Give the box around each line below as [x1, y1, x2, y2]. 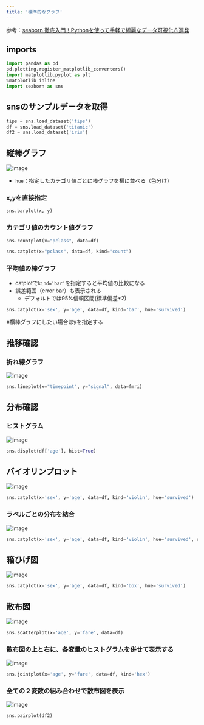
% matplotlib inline [6, 77, 56, 84]
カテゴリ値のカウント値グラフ [6, 224, 94, 232]
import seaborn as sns [6, 83, 64, 89]
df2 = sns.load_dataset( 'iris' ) [6, 129, 88, 136]
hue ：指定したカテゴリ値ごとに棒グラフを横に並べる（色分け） [15, 177, 173, 185]
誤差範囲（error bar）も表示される [15, 287, 101, 294]
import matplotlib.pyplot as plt [6, 72, 91, 78]
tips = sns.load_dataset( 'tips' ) [6, 118, 91, 124]
